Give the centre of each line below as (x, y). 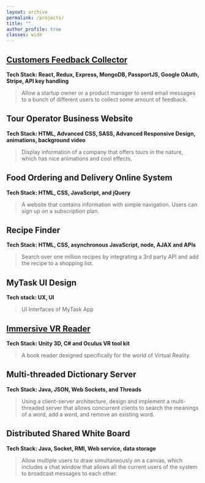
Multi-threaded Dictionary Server (71, 375)
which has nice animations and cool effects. (77, 158)
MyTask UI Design (42, 283)
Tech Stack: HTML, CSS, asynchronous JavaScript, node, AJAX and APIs (101, 245)
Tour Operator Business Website (70, 119)
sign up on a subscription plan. (60, 211)
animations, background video (46, 140)
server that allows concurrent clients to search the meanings (122, 408)
